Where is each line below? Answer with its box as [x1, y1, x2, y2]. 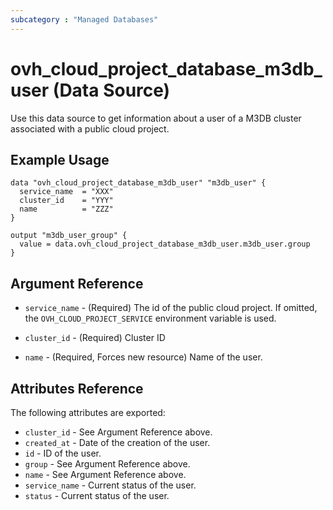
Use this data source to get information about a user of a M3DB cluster [10, 112, 302, 124]
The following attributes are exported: [10, 407, 166, 418]
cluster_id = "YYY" [19, 196, 114, 206]
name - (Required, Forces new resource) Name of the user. [24, 351, 263, 363]
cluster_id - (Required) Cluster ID [24, 332, 166, 344]
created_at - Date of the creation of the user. [24, 437, 211, 448]
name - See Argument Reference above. [24, 469, 187, 480]
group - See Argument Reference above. [24, 458, 191, 470]
